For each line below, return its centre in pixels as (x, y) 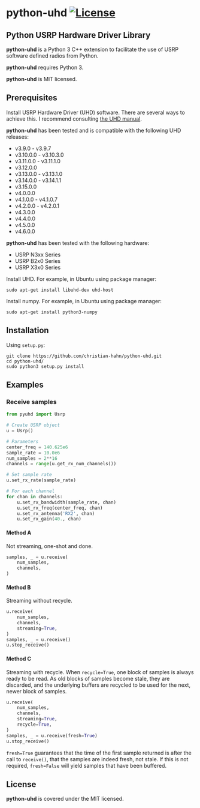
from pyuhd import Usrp (36, 414)
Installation (28, 330)
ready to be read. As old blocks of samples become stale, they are (88, 678)
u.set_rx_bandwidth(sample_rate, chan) (67, 502)
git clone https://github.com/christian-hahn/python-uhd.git (84, 356)
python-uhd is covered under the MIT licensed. (65, 799)
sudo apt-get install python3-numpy (52, 312)
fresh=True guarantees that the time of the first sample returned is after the (99, 753)
